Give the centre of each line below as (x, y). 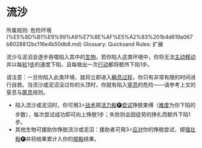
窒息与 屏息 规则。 (27, 92)
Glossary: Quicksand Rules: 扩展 (123, 44)
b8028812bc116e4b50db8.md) (44, 44)
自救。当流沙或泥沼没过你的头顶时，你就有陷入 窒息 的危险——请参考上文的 (103, 84)
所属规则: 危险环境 (29, 30)
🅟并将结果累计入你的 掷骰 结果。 (60, 138)
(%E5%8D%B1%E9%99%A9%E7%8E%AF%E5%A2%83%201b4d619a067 (100, 37)
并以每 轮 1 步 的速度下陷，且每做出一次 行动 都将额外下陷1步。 (80, 64)
